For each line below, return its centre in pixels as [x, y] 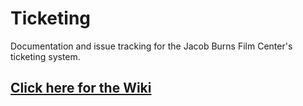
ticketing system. [45, 56]
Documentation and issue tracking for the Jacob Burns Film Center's [151, 46]
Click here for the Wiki [81, 88]
